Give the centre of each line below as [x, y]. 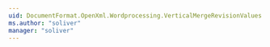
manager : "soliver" [41, 30]
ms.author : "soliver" [45, 23]
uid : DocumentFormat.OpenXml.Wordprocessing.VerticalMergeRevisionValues [135, 16]
